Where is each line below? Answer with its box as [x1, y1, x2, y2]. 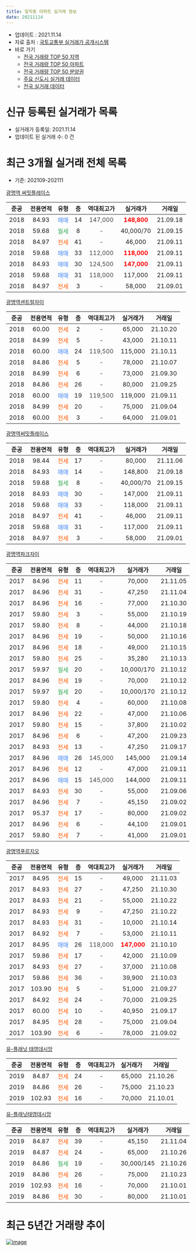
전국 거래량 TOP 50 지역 [23, 53, 79, 60]
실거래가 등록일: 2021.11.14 [14, 126, 76, 133]
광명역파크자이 [6, 550, 40, 557]
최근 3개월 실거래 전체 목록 [6, 156, 127, 170]
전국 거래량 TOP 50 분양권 [23, 68, 84, 75]
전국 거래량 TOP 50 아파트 [23, 60, 84, 68]
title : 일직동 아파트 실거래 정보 [6, 8, 77, 15]
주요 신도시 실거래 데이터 [23, 75, 80, 82]
